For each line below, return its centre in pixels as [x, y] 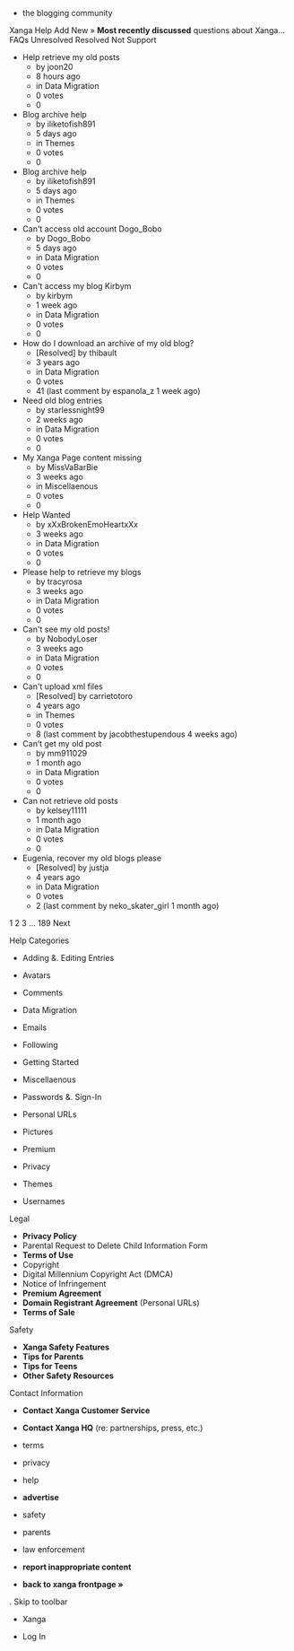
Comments [43, 992]
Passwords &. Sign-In [62, 1097]
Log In [34, 1636]
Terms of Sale [49, 1312]
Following [40, 1045]
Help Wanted [46, 515]
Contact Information [46, 1393]
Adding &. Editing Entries [68, 958]
